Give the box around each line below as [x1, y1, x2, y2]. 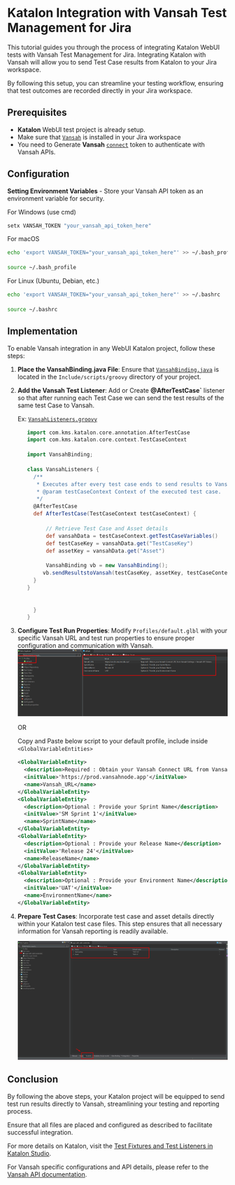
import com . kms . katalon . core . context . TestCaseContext [27, 436, 187, 443]
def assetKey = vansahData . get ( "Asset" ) [45, 547, 166, 555]
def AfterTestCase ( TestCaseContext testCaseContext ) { [33, 510, 197, 517]
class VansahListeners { [27, 466, 99, 473]
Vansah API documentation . [7, 1170, 87, 1179]
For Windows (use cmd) [7, 208, 77, 216]
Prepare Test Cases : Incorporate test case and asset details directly [17, 912, 215, 920]
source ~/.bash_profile [7, 264, 77, 271]
